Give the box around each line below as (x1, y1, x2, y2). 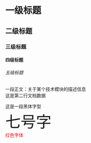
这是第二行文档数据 (5, 92, 46, 99)
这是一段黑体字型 (5, 104, 41, 110)
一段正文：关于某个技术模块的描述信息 (5, 86, 86, 92)
